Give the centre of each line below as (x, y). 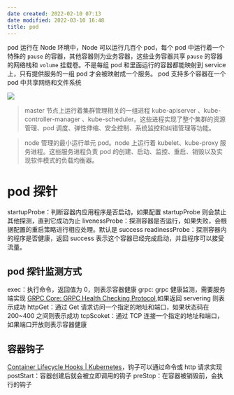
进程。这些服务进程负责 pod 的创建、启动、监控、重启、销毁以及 (124, 152)
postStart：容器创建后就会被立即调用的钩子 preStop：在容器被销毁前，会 (112, 375)
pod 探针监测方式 (45, 271)
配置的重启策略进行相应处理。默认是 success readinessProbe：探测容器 (117, 230)
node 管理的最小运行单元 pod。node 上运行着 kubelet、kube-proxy (121, 143)
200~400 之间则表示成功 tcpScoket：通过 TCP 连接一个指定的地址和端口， (115, 316)
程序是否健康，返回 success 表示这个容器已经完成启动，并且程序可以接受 (119, 238)
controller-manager (52, 119)
